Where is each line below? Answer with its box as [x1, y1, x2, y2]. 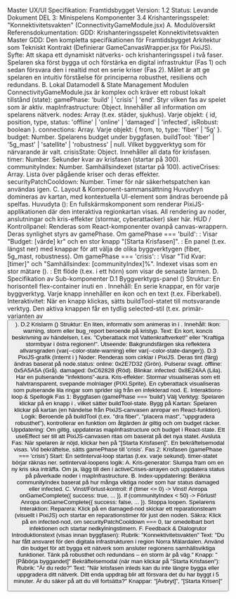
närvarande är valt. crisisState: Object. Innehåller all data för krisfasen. [7, 147, 211, 156]
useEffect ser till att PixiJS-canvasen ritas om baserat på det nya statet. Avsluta [15, 433, 221, 440]
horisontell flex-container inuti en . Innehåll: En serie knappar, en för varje [7, 282, 220, 290]
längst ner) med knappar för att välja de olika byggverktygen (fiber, [7, 245, 202, 253]
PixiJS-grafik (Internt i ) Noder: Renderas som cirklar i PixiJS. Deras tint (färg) [18, 354, 218, 361]
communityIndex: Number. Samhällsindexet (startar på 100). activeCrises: [7, 163, 221, 171]
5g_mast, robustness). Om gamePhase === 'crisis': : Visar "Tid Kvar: [7, 252, 206, 261]
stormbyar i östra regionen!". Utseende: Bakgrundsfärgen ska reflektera [25, 341, 211, 348]
